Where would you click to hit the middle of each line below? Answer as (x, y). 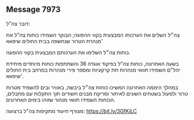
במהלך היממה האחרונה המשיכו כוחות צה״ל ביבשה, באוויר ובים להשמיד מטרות (92, 87)
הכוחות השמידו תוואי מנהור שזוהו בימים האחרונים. (61, 100)
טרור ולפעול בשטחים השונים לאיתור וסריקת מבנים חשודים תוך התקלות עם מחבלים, (97, 93)
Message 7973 (33, 10)
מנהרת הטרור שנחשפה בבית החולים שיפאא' (54, 41)
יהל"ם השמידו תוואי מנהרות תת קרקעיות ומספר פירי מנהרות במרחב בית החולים (93, 70)
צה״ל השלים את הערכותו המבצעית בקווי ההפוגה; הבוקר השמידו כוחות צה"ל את (93, 35)
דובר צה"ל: (18, 23)
